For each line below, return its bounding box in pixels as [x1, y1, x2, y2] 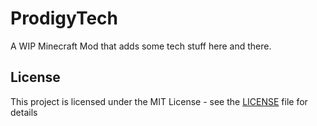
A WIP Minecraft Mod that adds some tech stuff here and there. [10, 40, 272, 52]
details [10, 106, 38, 118]
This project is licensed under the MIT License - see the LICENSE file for [10, 95, 308, 107]
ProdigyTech [10, 7, 118, 30]
